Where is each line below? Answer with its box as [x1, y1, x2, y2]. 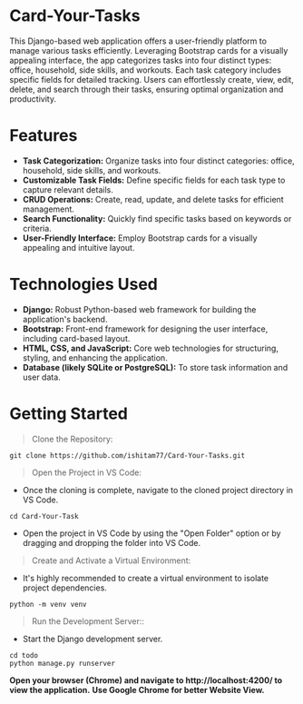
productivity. [9, 93, 57, 104]
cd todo [9, 650, 39, 659]
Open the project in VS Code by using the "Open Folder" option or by [22, 528, 281, 539]
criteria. [22, 223, 52, 233]
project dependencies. [22, 582, 107, 593]
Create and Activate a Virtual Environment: [31, 555, 191, 566]
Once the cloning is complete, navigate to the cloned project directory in [22, 484, 293, 495]
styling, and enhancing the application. [22, 352, 168, 363]
